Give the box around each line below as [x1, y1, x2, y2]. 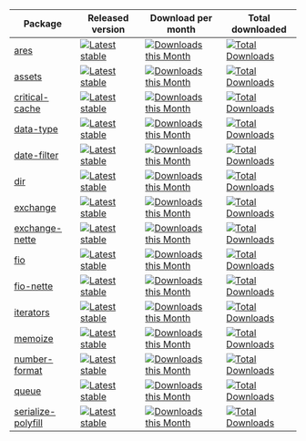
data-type [14, 123, 59, 135]
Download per [149, 12, 212, 24]
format [14, 364, 43, 376]
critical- [14, 91, 49, 103]
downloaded [231, 23, 287, 36]
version [91, 23, 126, 36]
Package [23, 17, 62, 30]
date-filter [14, 149, 59, 161]
